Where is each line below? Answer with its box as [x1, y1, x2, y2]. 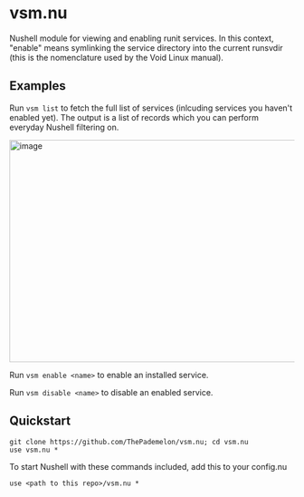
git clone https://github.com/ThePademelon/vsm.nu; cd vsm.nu [9, 437, 249, 446]
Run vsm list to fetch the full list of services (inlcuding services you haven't [9, 102, 293, 113]
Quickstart [9, 414, 71, 429]
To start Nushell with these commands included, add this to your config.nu [9, 461, 288, 472]
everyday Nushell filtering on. [9, 122, 119, 132]
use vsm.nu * [9, 445, 59, 454]
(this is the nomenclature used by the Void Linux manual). [9, 52, 224, 63]
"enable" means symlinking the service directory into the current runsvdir [9, 42, 283, 53]
